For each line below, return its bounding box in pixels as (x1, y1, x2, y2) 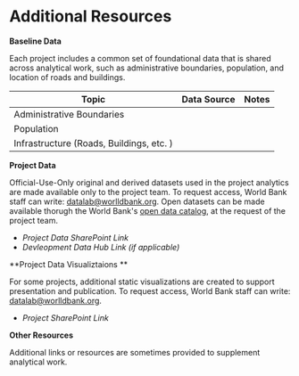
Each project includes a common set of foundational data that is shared (9, 53, 271, 63)
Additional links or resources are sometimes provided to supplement (9, 347, 261, 357)
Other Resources (9, 330, 74, 340)
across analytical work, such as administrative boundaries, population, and (9, 62, 284, 73)
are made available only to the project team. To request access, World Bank (9, 186, 287, 197)
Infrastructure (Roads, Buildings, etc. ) (13, 136, 173, 149)
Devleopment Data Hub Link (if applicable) (21, 241, 180, 252)
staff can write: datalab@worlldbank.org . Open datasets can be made (9, 196, 265, 207)
